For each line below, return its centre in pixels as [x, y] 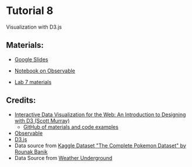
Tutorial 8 [30, 11]
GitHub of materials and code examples [71, 127]
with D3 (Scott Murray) [42, 120]
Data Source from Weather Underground [63, 158]
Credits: [21, 100]
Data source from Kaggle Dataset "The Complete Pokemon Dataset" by [100, 145]
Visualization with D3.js [34, 27]
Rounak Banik [31, 152]
